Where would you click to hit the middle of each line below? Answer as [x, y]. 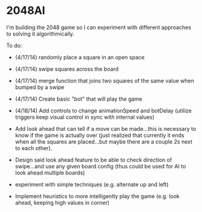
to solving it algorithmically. [40, 33]
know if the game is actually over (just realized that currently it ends [99, 135]
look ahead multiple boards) [50, 173]
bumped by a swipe [40, 87]
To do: [14, 45]
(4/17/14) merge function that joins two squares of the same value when [105, 81]
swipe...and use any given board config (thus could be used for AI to [100, 166]
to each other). [34, 148]
